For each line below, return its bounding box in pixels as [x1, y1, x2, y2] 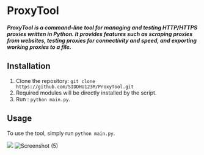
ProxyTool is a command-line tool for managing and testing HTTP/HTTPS [7, 24, 198, 31]
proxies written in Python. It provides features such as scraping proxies [7, 30, 193, 37]
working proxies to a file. [7, 43, 72, 51]
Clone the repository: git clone [15, 77, 95, 84]
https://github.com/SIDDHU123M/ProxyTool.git [15, 84, 134, 90]
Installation [7, 61, 51, 71]
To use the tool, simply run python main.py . [7, 129, 115, 137]
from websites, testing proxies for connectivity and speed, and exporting [7, 37, 197, 44]
